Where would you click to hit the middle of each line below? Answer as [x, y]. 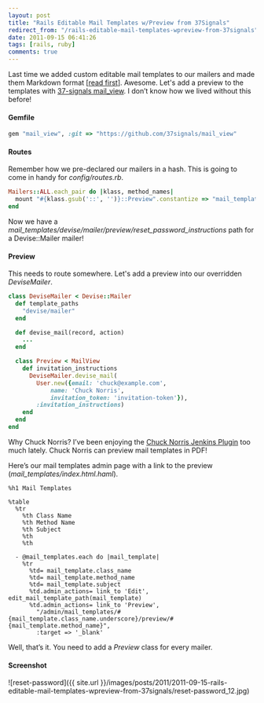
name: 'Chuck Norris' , [87, 390]
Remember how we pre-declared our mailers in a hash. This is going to [123, 169]
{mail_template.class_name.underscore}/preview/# [91, 619]
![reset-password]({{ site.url [53, 683]
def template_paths [47, 303]
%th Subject [42, 529]
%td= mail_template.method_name [82, 577]
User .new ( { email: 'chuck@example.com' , [102, 383]
